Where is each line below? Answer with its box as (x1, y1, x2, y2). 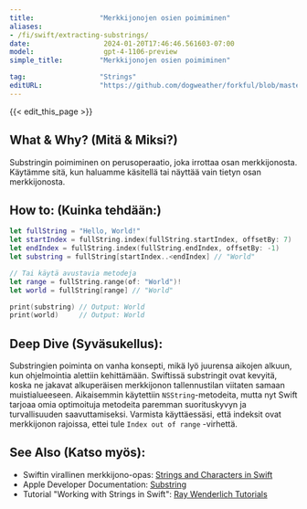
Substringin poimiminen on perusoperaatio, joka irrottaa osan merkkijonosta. (9, 156, 298, 167)
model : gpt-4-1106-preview (9, 48, 178, 57)
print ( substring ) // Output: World (9, 302, 145, 312)
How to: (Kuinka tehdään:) (9, 202, 162, 217)
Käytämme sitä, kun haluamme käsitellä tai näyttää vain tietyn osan (9, 166, 262, 177)
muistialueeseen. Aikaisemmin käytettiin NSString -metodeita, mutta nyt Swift (9, 389, 298, 400)
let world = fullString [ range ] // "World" (9, 285, 174, 295)
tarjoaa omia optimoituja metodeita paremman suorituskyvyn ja (9, 399, 247, 410)
